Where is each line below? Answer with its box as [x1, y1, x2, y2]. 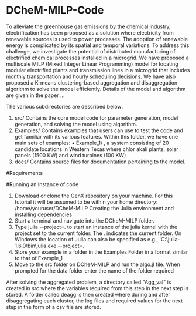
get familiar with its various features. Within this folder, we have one [14, 133, 178, 140]
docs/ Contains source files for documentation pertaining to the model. [14, 158, 186, 165]
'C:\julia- [159, 236, 180, 243]
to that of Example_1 [14, 254, 63, 261]
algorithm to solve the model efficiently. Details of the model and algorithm [6, 85, 186, 92]
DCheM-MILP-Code [6, 4, 104, 17]
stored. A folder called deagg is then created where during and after [6, 291, 171, 298]
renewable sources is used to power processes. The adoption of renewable [6, 35, 188, 42]
